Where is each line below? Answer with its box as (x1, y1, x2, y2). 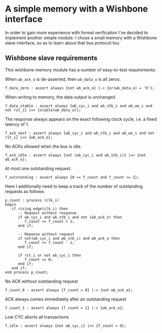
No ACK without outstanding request (5, 278, 78, 284)
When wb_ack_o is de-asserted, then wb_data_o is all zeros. (5, 76, 121, 82)
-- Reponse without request (17, 231, 75, 237)
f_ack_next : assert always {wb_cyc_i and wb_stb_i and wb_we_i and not (5, 131, 155, 136)
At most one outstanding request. (5, 166, 72, 171)
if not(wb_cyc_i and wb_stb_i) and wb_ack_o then (17, 236, 120, 241)
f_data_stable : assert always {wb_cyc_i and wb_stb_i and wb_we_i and (5, 103, 152, 108)
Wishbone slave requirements (5, 54, 98, 62)
